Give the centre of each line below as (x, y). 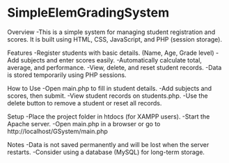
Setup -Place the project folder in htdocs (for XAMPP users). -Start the (109, 117)
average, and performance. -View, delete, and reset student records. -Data (114, 67)
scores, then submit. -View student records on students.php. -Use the (108, 96)
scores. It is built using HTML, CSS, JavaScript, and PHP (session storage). (115, 39)
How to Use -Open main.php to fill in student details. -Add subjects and (110, 88)
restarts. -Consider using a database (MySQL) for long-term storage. (106, 152)
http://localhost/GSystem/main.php (57, 131)
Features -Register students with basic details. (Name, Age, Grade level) (111, 53)
